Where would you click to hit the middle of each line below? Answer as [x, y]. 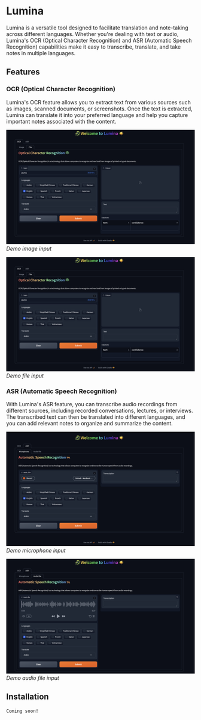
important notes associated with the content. [61, 121]
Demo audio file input [33, 678]
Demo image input [29, 248]
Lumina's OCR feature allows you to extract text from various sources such [99, 102]
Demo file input [25, 376]
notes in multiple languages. [41, 53]
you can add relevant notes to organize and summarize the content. [90, 424]
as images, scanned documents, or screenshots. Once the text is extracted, [99, 109]
